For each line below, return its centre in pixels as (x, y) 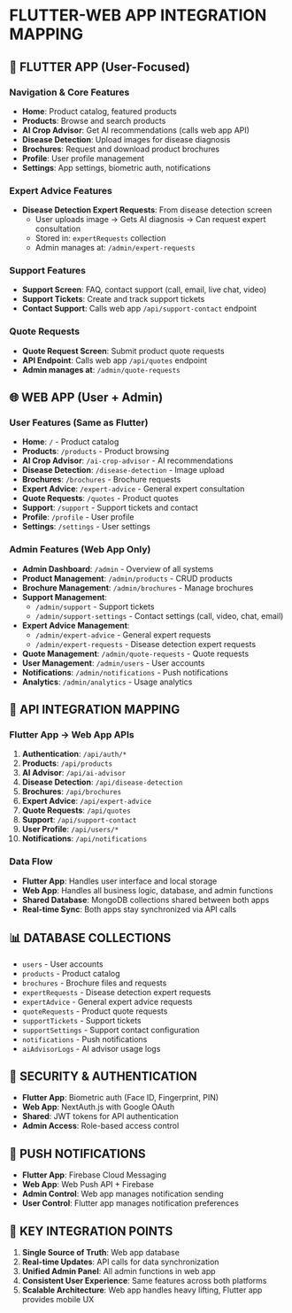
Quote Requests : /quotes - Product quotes (100, 498)
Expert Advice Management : (76, 625)
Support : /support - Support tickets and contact (110, 508)
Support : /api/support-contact (79, 820)
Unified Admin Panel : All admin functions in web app (119, 1271)
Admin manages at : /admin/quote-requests (101, 369)
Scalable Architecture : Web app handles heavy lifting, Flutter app (142, 1290)
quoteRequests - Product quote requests (95, 1011)
